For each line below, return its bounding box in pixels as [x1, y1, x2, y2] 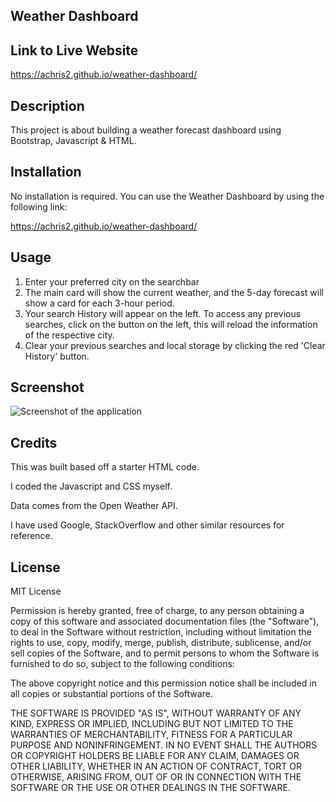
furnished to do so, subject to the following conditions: [10, 658, 235, 670]
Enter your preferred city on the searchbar [24, 275, 200, 288]
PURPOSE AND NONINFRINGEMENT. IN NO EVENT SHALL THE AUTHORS [10, 739, 318, 751]
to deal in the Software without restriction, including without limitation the [10, 626, 312, 638]
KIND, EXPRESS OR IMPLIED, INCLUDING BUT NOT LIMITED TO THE [10, 718, 294, 730]
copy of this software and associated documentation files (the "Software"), [10, 615, 320, 628]
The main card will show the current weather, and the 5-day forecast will [24, 286, 324, 298]
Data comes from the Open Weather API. [10, 500, 178, 512]
